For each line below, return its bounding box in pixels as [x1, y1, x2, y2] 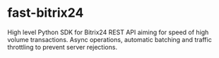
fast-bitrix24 [7, 5, 84, 21]
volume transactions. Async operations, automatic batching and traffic [7, 35, 212, 43]
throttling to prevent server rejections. [7, 43, 118, 51]
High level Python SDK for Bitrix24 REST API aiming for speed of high [7, 28, 209, 36]
